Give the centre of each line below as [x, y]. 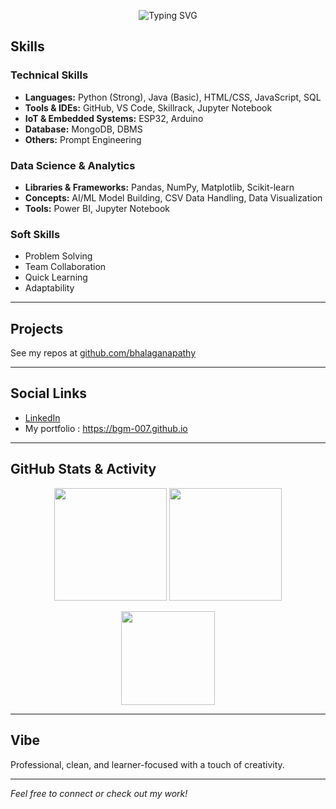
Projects [37, 328]
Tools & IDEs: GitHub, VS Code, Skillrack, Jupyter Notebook [148, 107]
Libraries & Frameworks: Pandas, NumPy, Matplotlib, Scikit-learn [159, 187]
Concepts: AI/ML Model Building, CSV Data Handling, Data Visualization [173, 197]
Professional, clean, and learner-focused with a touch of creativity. [147, 764]
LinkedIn [42, 417]
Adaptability [49, 288]
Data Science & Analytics [73, 165]
